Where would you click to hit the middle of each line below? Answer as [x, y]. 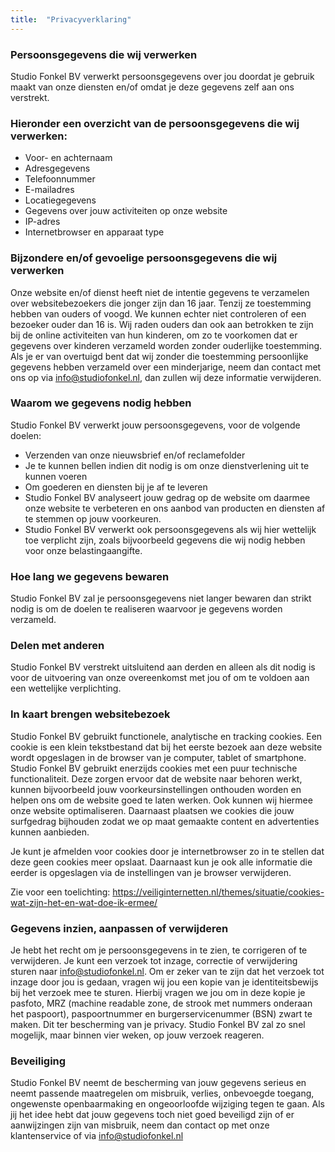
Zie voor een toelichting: [60, 892]
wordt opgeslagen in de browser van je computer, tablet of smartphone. [158, 757]
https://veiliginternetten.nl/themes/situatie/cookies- [218, 892]
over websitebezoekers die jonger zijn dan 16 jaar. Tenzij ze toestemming [161, 303]
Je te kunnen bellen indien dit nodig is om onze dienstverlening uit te [167, 465]
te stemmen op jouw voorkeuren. [93, 518]
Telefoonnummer [60, 179]
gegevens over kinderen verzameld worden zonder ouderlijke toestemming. [166, 345]
